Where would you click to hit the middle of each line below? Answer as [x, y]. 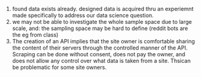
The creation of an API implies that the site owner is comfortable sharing [103, 41]
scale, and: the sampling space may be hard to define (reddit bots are [100, 28]
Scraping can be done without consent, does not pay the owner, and [99, 54]
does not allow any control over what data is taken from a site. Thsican [101, 61]
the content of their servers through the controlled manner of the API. [100, 48]
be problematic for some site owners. [59, 67]
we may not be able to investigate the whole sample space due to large [102, 22]
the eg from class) [35, 35]
